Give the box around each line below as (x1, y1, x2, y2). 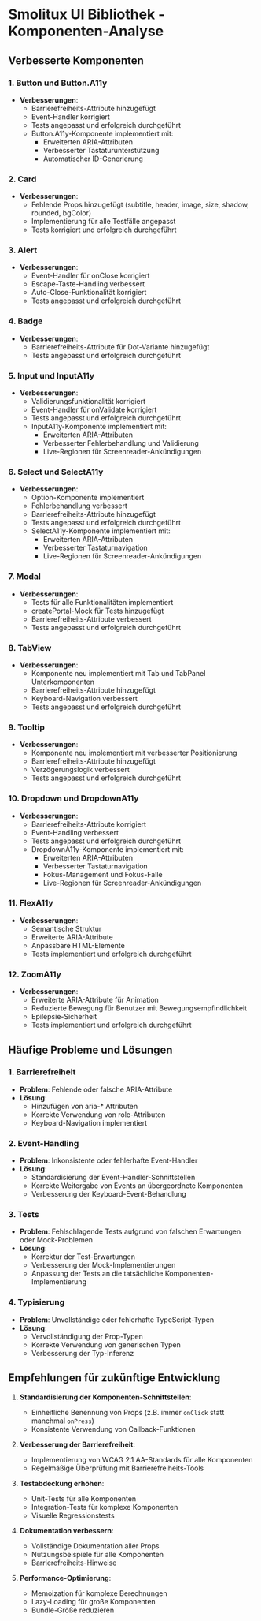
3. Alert (8, 245, 38, 256)
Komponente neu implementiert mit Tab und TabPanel (31, 668, 206, 678)
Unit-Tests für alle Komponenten (31, 1493, 137, 1503)
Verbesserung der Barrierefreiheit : (19, 1440, 136, 1449)
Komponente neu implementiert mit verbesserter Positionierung (31, 748, 237, 758)
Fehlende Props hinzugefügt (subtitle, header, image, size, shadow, (31, 200, 250, 210)
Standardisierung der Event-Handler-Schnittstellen (31, 1173, 196, 1182)
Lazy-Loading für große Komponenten (31, 1597, 156, 1606)
